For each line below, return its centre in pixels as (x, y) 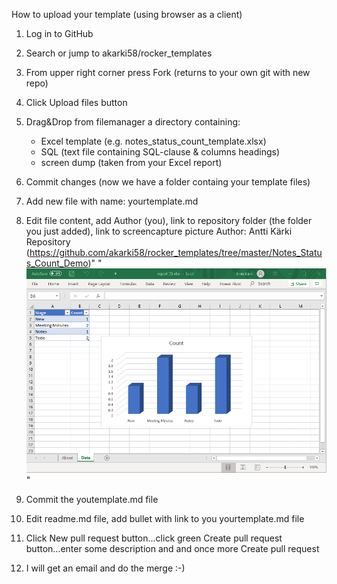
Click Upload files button (76, 102)
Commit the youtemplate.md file (92, 500)
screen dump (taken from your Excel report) (131, 162)
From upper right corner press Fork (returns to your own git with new (168, 72)
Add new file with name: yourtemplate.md (112, 201)
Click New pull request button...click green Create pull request (154, 538)
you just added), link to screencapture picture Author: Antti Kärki (159, 231)
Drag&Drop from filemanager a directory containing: (133, 122)
